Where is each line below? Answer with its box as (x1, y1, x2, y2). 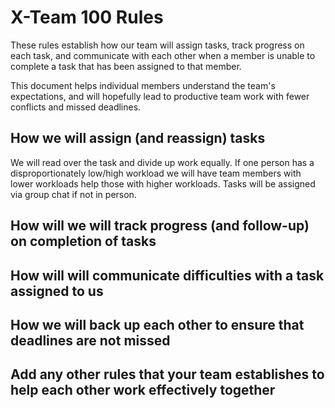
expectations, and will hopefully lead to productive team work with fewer (10, 90, 310, 102)
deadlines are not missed (10, 332, 171, 349)
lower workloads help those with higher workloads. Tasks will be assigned (10, 177, 316, 190)
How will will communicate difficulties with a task (10, 267, 325, 284)
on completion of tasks (10, 233, 157, 250)
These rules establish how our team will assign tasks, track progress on (10, 39, 305, 51)
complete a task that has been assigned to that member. (10, 60, 242, 72)
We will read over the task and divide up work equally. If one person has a (10, 156, 315, 168)
